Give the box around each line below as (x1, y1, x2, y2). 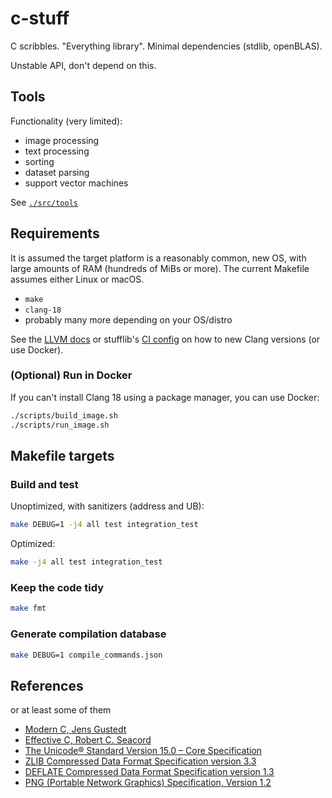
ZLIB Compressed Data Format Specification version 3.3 (24, 755, 257, 767)
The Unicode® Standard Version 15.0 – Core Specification (24, 745, 263, 757)
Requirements (10, 225, 100, 242)
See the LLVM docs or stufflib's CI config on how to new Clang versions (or (10, 333, 321, 345)
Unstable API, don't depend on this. (10, 59, 157, 71)
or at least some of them (10, 704, 112, 716)
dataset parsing (24, 166, 90, 178)
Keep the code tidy (10, 580, 104, 594)
